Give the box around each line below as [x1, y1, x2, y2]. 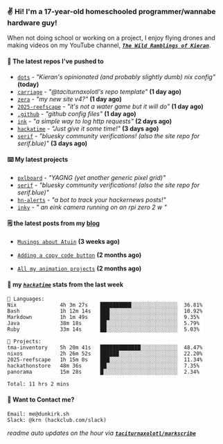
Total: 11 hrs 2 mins [7, 381, 70, 388]
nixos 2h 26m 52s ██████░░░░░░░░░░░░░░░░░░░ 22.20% [7, 350, 203, 357]
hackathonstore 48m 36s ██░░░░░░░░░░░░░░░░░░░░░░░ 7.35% [7, 363, 199, 370]
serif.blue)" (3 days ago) [17, 139, 88, 147]
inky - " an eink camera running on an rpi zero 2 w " [17, 203, 168, 211]
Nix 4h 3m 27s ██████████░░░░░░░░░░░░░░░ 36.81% [7, 302, 203, 309]
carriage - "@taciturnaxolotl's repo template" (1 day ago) [17, 87, 182, 96]
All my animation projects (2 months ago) [17, 264, 142, 272]
